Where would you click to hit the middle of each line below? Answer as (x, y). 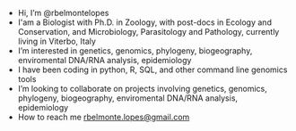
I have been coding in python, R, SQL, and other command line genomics (152, 70)
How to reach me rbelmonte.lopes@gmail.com (104, 117)
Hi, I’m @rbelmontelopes (63, 13)
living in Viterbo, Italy (57, 41)
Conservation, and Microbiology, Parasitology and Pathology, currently (148, 32)
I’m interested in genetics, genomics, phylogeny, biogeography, (135, 51)
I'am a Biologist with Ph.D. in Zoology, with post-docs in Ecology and (144, 22)
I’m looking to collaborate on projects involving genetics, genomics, (142, 89)
